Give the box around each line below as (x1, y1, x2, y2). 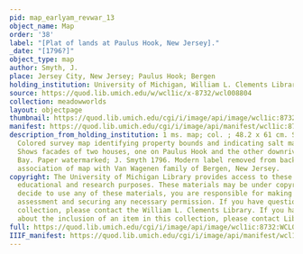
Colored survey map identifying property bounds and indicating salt (17, 139, 284, 148)
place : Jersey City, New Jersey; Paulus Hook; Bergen (9, 72, 216, 81)
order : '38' (9, 30, 54, 39)
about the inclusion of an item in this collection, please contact (17, 213, 280, 223)
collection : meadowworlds (9, 96, 106, 106)
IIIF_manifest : (9, 231, 67, 240)
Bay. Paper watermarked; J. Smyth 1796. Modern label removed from (17, 155, 277, 165)
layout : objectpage (9, 105, 83, 114)
